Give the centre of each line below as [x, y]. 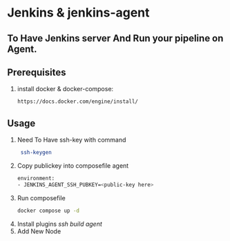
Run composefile [41, 197]
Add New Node [39, 231]
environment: [36, 178]
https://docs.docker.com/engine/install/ [77, 102]
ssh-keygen [36, 153]
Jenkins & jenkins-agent [78, 13]
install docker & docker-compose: [65, 89]
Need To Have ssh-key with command [71, 140]
